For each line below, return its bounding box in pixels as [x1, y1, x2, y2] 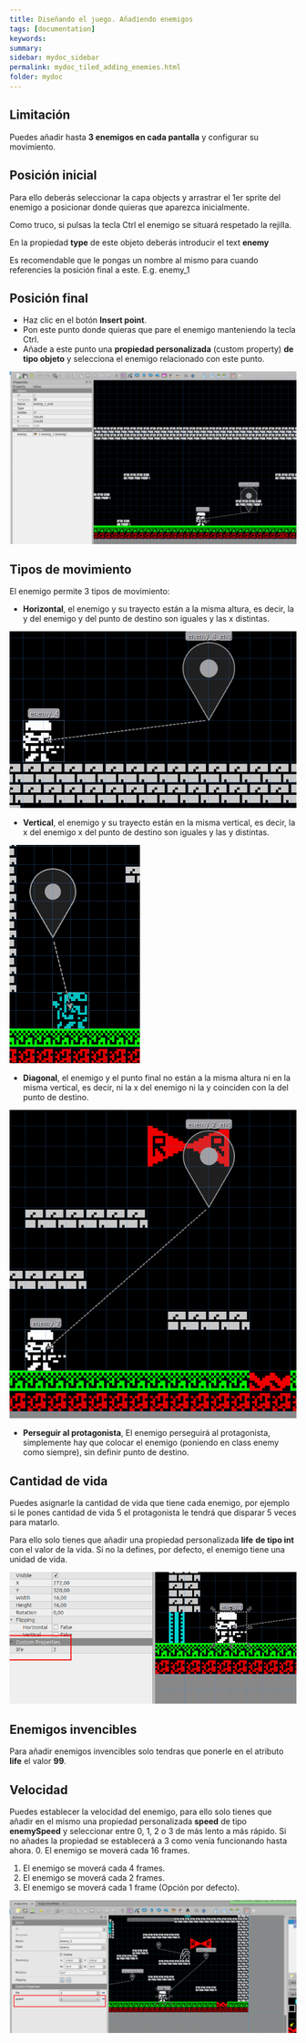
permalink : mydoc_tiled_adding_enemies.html [9, 63, 181, 72]
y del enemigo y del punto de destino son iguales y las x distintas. [22, 614, 270, 624]
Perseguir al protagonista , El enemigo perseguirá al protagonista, [22, 1428, 270, 1439]
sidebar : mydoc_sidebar [9, 53, 100, 63]
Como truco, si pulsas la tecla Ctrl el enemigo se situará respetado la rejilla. [9, 219, 292, 230]
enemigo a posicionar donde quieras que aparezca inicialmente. [9, 201, 250, 212]
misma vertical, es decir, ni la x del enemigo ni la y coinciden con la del [22, 1081, 289, 1093]
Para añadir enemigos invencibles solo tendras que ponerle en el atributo [9, 1746, 284, 1757]
